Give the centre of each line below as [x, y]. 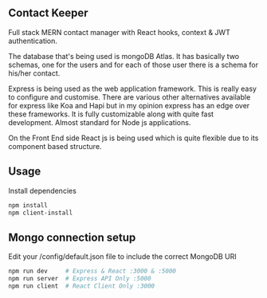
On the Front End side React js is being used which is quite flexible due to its [133, 138]
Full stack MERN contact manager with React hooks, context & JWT [120, 32]
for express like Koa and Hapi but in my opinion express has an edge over [129, 105]
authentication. [33, 41]
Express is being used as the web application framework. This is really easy [133, 88]
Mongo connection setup [72, 237]
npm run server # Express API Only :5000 [80, 279]
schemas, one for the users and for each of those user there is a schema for [133, 65]
